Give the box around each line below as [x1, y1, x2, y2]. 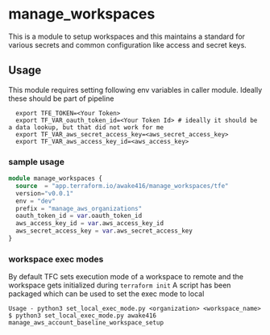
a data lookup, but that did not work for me [8, 123, 164, 132]
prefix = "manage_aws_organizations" [15, 204, 143, 212]
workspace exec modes [8, 253, 104, 265]
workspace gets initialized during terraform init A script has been [8, 280, 231, 291]
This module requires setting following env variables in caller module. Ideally [8, 85, 263, 94]
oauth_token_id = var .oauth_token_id [15, 211, 143, 220]
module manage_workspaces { [8, 174, 103, 182]
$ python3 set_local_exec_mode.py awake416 [8, 312, 157, 320]
